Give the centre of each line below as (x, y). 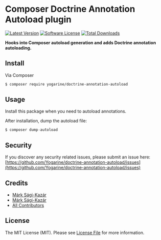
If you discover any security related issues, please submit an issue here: (78, 157)
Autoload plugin (38, 19)
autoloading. (18, 48)
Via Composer (20, 75)
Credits (17, 183)
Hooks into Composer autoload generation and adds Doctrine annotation (80, 42)
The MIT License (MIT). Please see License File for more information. (75, 233)
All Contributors (28, 205)
